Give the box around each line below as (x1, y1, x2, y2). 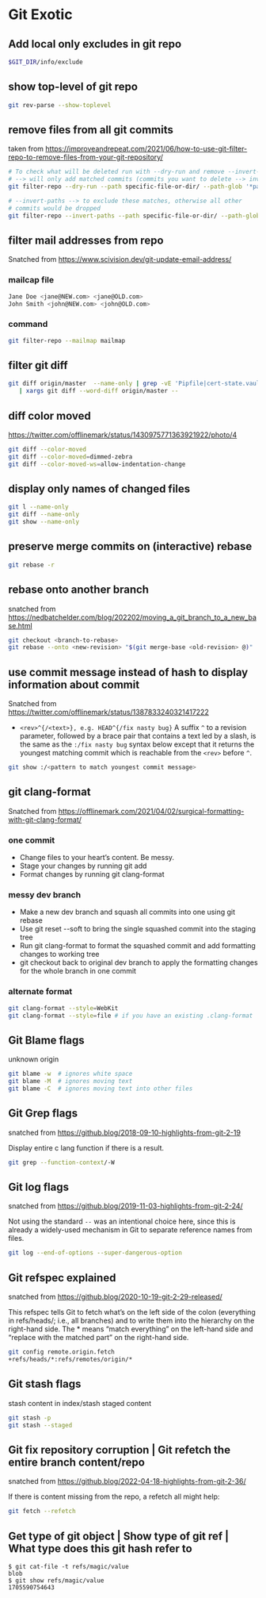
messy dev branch (8, 889, 82, 901)
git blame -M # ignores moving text (8, 1077, 133, 1085)
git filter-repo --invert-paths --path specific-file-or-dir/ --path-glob (8, 212, 260, 220)
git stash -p (8, 1414, 51, 1422)
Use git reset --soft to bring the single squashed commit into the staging (19, 924, 256, 934)
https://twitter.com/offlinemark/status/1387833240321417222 (8, 708, 210, 717)
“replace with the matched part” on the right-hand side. (8, 1333, 189, 1343)
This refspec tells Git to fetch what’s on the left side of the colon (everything (8, 1308, 256, 1317)
